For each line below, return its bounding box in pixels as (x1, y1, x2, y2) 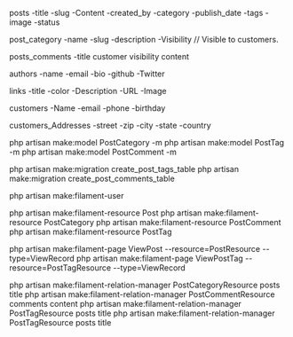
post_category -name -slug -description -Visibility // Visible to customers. (9, 35, 279, 44)
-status (34, 17, 60, 27)
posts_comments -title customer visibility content (9, 51, 189, 61)
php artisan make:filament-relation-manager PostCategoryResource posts (9, 279, 281, 290)
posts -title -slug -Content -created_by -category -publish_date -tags (9, 8, 264, 18)
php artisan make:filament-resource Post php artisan (9, 208, 202, 218)
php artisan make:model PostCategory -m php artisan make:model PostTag (9, 137, 285, 147)
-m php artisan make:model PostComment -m (9, 146, 178, 157)
